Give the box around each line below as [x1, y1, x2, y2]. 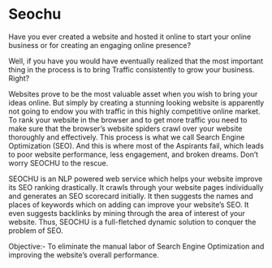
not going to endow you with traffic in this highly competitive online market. [8, 106, 261, 116]
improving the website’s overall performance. [8, 249, 160, 260]
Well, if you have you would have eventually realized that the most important [8, 56, 264, 66]
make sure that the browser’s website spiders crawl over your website [8, 123, 243, 133]
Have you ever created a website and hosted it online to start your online [8, 32, 252, 41]
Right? [8, 73, 30, 83]
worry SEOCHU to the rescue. [8, 158, 109, 167]
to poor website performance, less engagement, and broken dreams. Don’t [8, 149, 258, 159]
